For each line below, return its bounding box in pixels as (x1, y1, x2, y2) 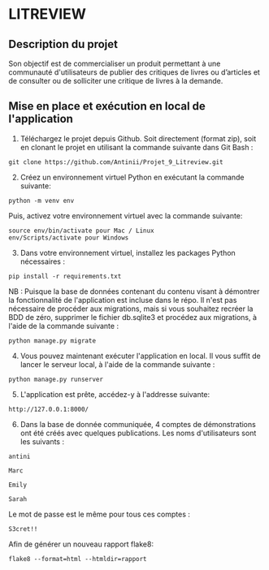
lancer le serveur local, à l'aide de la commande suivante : (20, 359, 215, 369)
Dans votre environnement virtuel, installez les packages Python (20, 248, 236, 257)
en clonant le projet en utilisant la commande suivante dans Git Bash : (20, 142, 254, 152)
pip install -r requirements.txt (8, 272, 122, 280)
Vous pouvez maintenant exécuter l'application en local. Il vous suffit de (20, 351, 262, 361)
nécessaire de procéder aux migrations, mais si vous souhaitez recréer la (8, 304, 254, 313)
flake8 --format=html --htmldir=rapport (8, 555, 148, 563)
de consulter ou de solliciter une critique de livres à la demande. (8, 76, 223, 85)
